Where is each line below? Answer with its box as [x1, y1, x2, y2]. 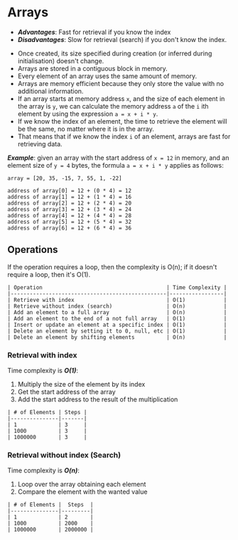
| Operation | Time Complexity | [7, 283, 227, 291]
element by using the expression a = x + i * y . [17, 109, 158, 118]
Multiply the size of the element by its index [17, 380, 146, 389]
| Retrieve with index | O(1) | [7, 296, 227, 303]
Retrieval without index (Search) [7, 450, 121, 460]
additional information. [17, 87, 84, 95]
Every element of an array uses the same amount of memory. [17, 72, 198, 80]
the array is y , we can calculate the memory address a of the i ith [17, 102, 209, 110]
